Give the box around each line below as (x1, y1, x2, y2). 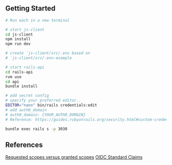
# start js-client (5, 27, 45, 32)
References (5, 140, 43, 149)
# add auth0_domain (5, 107, 47, 113)
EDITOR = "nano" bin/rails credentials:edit (5, 103, 97, 108)
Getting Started (5, 4, 56, 13)
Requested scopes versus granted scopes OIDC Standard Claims (5, 154, 143, 160)
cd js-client (5, 32, 33, 37)
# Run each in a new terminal (5, 17, 70, 23)
